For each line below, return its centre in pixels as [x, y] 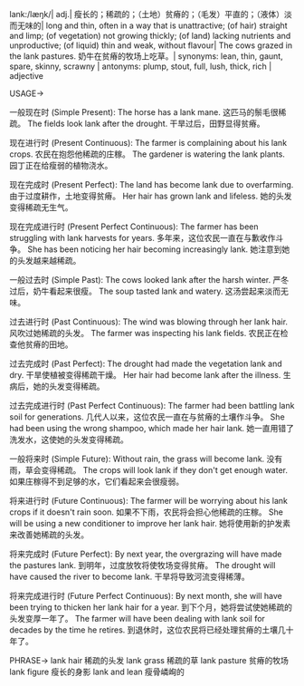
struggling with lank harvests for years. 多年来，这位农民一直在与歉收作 [142, 238]
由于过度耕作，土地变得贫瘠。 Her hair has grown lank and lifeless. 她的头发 [151, 196]
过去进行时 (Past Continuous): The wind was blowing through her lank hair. [148, 322]
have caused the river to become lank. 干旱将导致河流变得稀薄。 [130, 576]
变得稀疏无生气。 [41, 207]
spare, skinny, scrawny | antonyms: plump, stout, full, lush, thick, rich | [141, 66]
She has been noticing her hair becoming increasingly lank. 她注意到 [154, 249]
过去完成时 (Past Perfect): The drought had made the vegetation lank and [146, 363]
